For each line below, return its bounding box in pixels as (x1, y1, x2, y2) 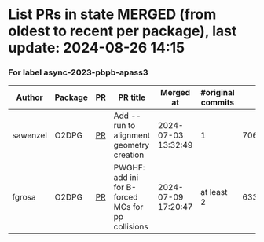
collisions (113, 222, 148, 233)
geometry (113, 140, 150, 151)
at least (200, 187, 228, 198)
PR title (118, 92, 146, 103)
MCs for (113, 202, 144, 213)
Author (16, 92, 43, 103)
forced (113, 192, 138, 203)
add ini (113, 172, 139, 183)
